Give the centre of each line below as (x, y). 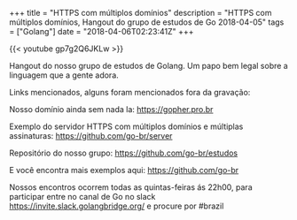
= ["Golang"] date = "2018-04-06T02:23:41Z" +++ (102, 31)
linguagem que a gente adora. (64, 75)
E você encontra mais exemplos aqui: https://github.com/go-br (124, 170)
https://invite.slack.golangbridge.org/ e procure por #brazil (117, 206)
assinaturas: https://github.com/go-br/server (91, 136)
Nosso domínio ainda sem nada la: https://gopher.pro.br (111, 109)
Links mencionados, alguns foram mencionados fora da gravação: (130, 92)
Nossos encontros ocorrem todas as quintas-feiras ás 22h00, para (131, 187)
